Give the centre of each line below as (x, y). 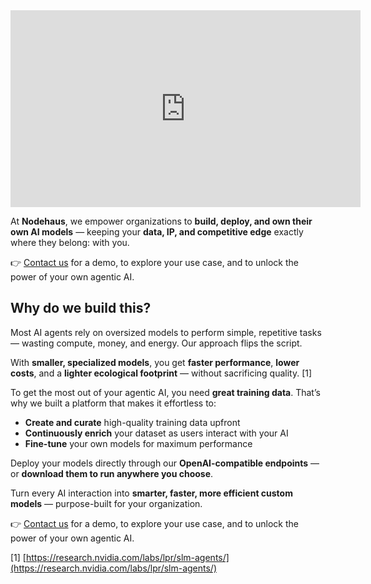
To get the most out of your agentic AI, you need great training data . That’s (165, 392)
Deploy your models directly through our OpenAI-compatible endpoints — (165, 463)
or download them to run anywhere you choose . (112, 473)
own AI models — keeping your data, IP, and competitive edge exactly (157, 232)
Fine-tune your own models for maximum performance (138, 443)
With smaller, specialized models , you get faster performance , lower (155, 362)
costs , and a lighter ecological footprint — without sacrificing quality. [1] (161, 373)
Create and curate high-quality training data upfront (132, 422)
